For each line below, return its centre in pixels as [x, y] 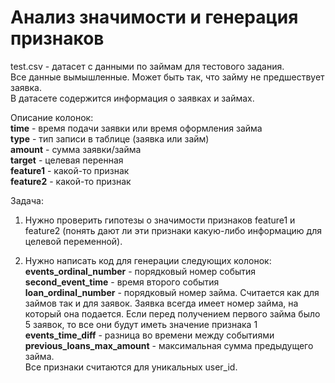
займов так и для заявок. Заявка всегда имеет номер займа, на [161, 303]
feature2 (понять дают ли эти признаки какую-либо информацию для [173, 230]
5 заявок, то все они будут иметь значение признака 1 [141, 324]
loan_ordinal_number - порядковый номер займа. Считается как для [172, 292]
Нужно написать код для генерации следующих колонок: [148, 260]
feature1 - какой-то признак [70, 170]
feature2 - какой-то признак [71, 181]
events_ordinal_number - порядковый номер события [140, 271]
